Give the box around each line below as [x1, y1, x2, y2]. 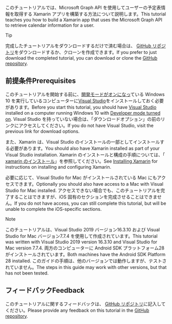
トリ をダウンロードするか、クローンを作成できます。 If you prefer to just [5, 49, 157, 55]
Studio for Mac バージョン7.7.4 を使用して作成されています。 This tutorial [5, 233, 158, 239]
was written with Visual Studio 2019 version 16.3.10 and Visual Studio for [5, 239, 158, 245]
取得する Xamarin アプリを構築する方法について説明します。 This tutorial [14, 11, 166, 17]
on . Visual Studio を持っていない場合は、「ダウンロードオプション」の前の [5, 116, 161, 122]
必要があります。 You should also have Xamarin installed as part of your [9, 145, 160, 151]
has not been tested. [5, 269, 49, 276]
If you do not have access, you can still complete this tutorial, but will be [14, 200, 166, 206]
